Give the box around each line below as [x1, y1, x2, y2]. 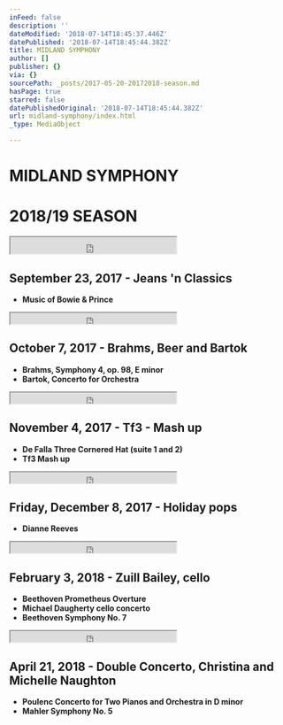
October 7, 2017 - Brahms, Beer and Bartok [9, 341, 248, 356]
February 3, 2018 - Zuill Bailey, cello [9, 570, 210, 585]
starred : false [9, 95, 65, 104]
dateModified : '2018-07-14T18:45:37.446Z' [9, 29, 168, 38]
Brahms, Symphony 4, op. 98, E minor [21, 364, 164, 374]
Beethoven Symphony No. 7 [21, 613, 127, 623]
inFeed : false [9, 12, 62, 22]
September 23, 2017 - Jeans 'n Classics [9, 271, 233, 286]
